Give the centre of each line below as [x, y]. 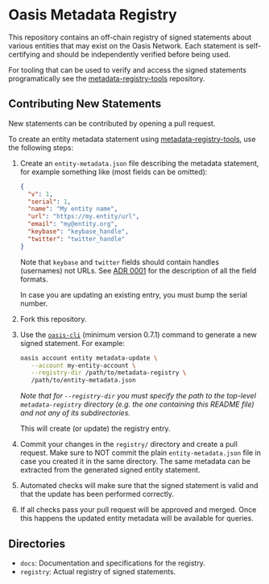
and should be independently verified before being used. [136, 54]
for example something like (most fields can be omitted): [114, 172]
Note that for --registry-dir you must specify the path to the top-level [138, 396]
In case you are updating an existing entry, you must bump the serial [134, 294]
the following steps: [41, 148]
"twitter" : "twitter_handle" [77, 239]
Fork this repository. [53, 319]
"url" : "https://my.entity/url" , [84, 217]
